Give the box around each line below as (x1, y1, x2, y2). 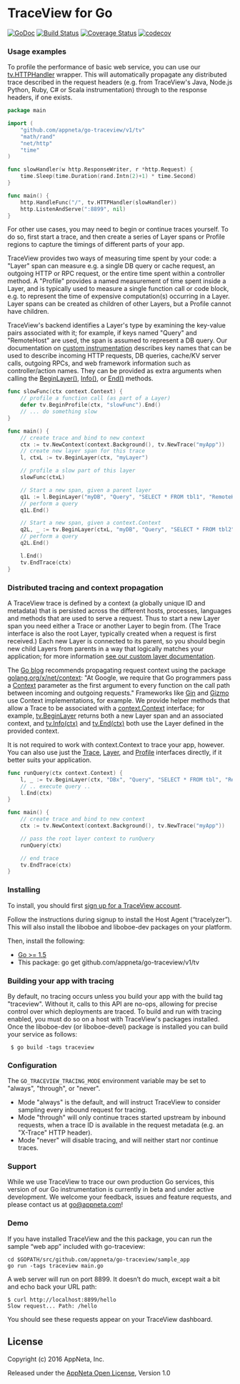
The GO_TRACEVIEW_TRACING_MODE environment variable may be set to (7, 1077, 206, 1085)
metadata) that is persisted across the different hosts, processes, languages (7, 606, 232, 615)
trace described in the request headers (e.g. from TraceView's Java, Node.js (7, 78, 233, 86)
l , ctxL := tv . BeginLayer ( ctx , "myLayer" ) (20, 454, 149, 462)
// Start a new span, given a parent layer (20, 486, 152, 494)
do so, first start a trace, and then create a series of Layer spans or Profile (7, 232, 225, 241)
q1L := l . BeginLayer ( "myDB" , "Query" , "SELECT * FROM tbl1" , (20, 493, 206, 500)
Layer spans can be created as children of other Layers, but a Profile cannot (7, 300, 231, 308)
